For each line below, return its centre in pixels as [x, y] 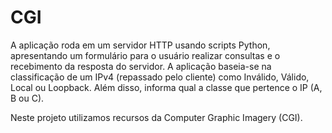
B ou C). [27, 98]
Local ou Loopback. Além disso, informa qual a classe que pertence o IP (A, [166, 87]
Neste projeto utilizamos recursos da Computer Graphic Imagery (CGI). [156, 117]
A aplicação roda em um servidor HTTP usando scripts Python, [140, 45]
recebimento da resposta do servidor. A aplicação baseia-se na [141, 66]
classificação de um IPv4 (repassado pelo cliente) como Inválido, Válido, [160, 77]
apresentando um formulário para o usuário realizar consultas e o [145, 55]
